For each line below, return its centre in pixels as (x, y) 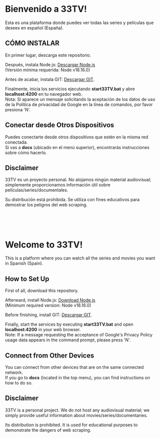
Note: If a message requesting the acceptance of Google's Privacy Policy (79, 335)
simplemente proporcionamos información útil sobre (58, 185)
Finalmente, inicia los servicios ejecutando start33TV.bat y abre (70, 89)
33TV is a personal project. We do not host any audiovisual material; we (78, 410)
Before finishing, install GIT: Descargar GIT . (48, 315)
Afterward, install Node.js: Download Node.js (50, 300)
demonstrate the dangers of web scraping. (48, 430)
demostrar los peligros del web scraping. (46, 205)
